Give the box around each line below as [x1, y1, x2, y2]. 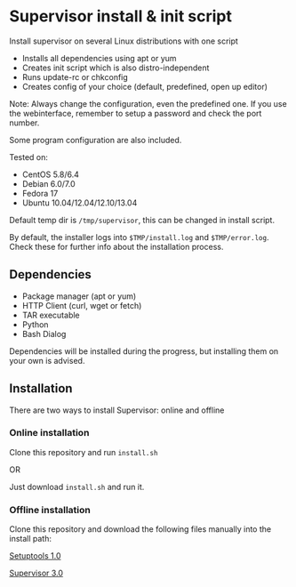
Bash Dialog [21, 328, 67, 339]
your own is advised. [9, 355, 85, 366]
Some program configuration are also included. [9, 134, 182, 145]
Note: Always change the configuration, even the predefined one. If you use [9, 98, 287, 109]
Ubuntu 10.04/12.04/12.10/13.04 [21, 197, 138, 208]
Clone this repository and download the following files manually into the [9, 524, 272, 535]
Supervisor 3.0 [9, 567, 64, 579]
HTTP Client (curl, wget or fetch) [21, 300, 142, 310]
